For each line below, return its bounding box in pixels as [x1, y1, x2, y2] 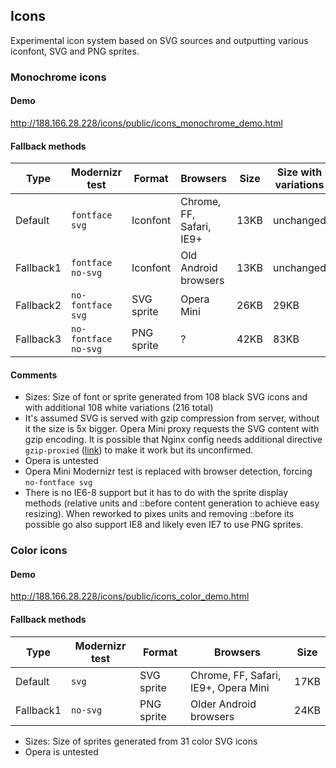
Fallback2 [15, 299, 62, 313]
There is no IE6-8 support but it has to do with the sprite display [24, 487, 289, 499]
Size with [276, 165, 323, 179]
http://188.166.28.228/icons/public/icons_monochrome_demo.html [10, 117, 283, 129]
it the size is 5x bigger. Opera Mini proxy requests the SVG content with [24, 423, 320, 435]
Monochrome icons [10, 70, 107, 84]
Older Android [190, 697, 257, 711]
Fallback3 [15, 332, 62, 346]
